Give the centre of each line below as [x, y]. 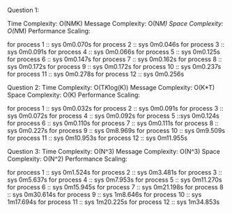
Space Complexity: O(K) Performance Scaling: [74, 95]
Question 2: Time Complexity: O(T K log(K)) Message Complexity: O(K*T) [111, 87]
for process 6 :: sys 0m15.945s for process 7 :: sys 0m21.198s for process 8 [116, 187]
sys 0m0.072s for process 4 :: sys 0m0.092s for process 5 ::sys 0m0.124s [113, 116]
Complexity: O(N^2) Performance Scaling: [67, 159]
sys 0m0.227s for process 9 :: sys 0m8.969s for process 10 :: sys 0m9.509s [116, 131]
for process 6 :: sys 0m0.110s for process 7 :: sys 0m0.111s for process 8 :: [113, 123]
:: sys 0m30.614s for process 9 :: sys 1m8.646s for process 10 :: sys [105, 195]
